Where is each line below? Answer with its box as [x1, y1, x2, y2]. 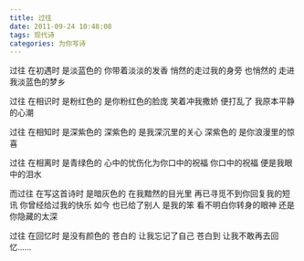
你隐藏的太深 [9, 211, 58, 222]
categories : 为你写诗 [9, 38, 87, 48]
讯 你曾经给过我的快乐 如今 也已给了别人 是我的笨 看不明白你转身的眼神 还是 [9, 200, 295, 211]
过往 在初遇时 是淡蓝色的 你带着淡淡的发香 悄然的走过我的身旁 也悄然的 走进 [9, 65, 295, 76]
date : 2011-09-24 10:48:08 [9, 22, 112, 31]
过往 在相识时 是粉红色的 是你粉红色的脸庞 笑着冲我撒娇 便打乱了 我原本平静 [9, 96, 295, 107]
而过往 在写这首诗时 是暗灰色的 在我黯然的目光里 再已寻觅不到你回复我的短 [9, 188, 290, 199]
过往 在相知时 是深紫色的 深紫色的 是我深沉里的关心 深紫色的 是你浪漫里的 [9, 127, 288, 138]
